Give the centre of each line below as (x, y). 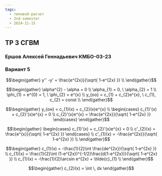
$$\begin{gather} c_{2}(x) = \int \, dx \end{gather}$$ (81, 168)
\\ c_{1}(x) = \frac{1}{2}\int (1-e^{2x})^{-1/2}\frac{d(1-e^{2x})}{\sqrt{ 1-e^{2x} (81, 154)
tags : (10, 9)
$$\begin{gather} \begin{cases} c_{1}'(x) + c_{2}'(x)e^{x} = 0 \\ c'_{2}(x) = (81, 128)
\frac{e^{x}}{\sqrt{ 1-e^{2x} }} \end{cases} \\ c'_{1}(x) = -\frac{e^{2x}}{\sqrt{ (81, 134)
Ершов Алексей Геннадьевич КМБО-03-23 (58, 56)
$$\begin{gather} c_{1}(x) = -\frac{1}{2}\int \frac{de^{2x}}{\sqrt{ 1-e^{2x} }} (81, 148)
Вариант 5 (18, 69)
